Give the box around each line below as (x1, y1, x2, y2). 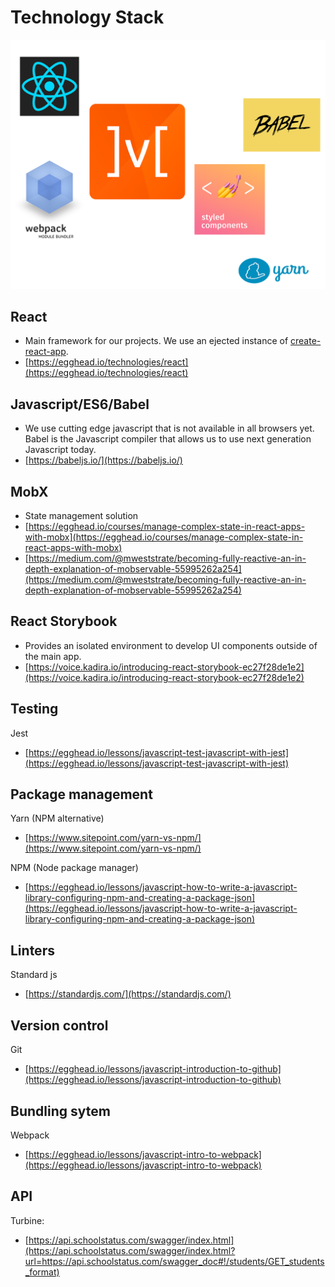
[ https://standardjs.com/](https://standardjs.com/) (24, 988, 232, 1000)
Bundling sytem (10, 1102, 111, 1120)
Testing (10, 701, 59, 718)
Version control (10, 1017, 109, 1034)
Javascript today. (24, 444, 97, 456)
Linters (10, 942, 55, 959)
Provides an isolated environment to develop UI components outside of (24, 639, 318, 651)
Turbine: (10, 1214, 45, 1226)
